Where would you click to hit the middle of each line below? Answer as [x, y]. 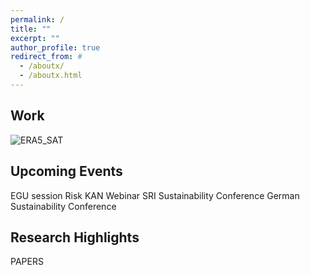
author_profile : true [55, 47]
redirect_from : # [46, 57]
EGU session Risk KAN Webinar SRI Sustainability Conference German [155, 195]
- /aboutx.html [51, 76]
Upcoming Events [66, 171]
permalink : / [37, 19]
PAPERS [27, 262]
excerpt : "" [35, 38]
